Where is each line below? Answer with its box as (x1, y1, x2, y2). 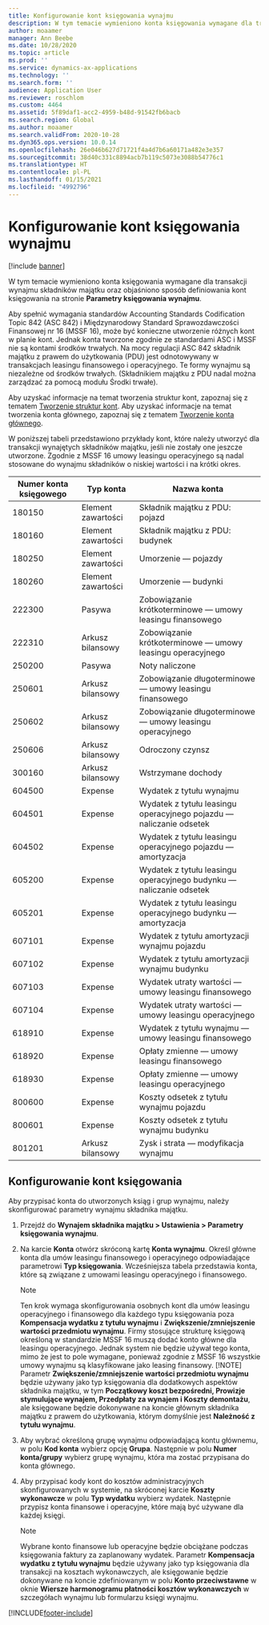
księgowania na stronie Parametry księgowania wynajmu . (8, 293, 202, 303)
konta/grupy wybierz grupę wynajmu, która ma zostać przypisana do (19, 1452, 250, 1462)
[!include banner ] (8, 261, 66, 271)
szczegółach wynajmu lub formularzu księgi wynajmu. (19, 1592, 199, 1602)
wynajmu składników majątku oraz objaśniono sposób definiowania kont (8, 285, 247, 295)
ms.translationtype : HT (8, 161, 88, 169)
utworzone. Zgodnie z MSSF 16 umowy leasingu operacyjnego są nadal (8, 450, 244, 461)
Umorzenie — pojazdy (139, 553, 223, 564)
